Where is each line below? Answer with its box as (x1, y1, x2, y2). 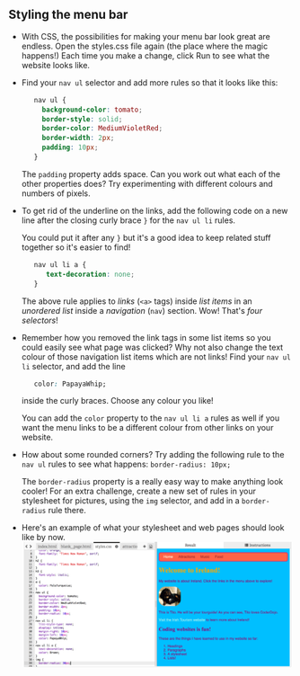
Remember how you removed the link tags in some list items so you (21, 332, 271, 342)
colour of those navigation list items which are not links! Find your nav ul (21, 351, 291, 362)
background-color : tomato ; (41, 105, 143, 114)
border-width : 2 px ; (41, 134, 115, 143)
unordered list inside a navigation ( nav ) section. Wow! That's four (21, 305, 262, 316)
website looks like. (21, 59, 91, 70)
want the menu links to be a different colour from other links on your (21, 422, 274, 433)
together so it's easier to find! (21, 242, 131, 253)
